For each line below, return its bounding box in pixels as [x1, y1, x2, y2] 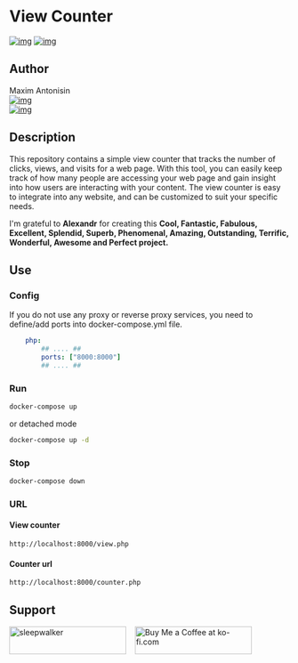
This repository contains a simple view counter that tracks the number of [9, 153, 276, 164]
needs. [9, 200, 35, 211]
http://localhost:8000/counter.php [9, 578, 141, 587]
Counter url [9, 558, 53, 569]
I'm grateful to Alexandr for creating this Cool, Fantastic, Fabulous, [9, 218, 258, 229]
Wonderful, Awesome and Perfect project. [9, 237, 169, 247]
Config [9, 289, 40, 302]
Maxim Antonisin [9, 85, 71, 95]
